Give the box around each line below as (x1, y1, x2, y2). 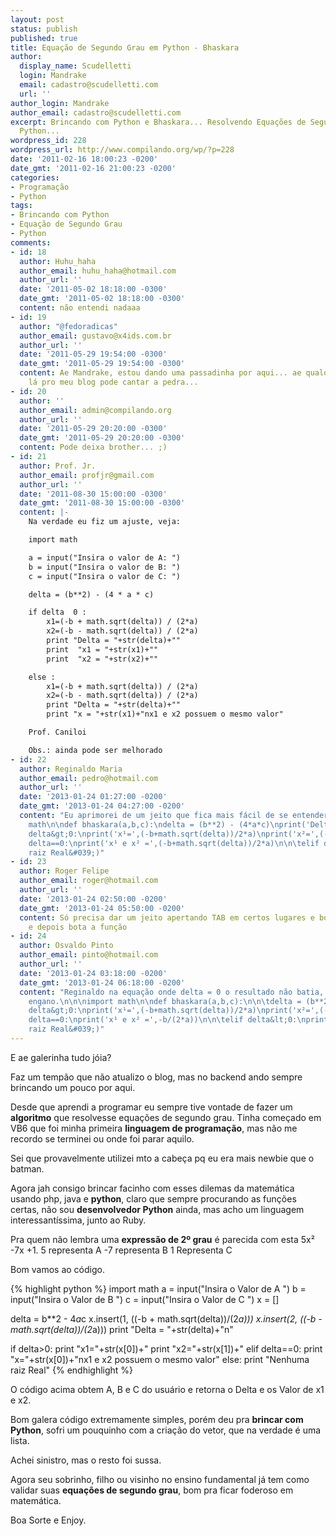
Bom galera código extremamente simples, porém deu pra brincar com (10, 1413, 304, 1425)
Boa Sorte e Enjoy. (10, 1514, 87, 1526)
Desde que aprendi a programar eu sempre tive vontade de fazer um (10, 1101, 293, 1113)
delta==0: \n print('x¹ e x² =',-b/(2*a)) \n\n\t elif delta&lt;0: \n (28, 1015, 307, 1025)
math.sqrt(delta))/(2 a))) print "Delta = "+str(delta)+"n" (10, 1323, 234, 1335)
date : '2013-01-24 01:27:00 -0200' (19, 792, 168, 802)
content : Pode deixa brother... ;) (19, 442, 168, 453)
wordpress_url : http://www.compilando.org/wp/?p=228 (10, 145, 235, 155)
